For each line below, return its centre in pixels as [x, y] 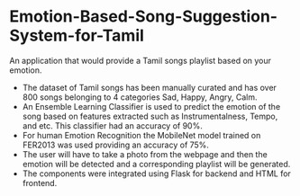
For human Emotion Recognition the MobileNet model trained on [141, 135]
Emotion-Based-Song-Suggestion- [143, 17]
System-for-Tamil [77, 36]
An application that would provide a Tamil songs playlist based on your [141, 60]
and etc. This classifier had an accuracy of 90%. [112, 125]
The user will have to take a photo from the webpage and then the [145, 154]
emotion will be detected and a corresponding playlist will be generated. [156, 164]
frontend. [40, 183]
